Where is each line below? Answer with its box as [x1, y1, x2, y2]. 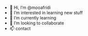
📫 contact [9, 26, 31, 31]
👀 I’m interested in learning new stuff [9, 10, 83, 16]
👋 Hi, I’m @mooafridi [9, 5, 51, 10]
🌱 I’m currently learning [9, 15, 57, 20]
